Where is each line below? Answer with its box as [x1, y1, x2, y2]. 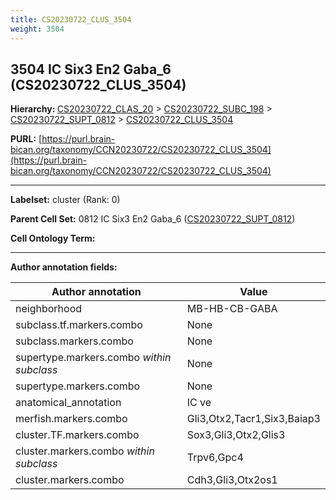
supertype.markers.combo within [15, 351, 172, 365]
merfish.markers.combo [15, 412, 128, 426]
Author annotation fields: [10, 261, 118, 273]
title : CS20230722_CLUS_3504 [10, 14, 132, 25]
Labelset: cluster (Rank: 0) [10, 194, 121, 206]
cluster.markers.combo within [15, 444, 155, 458]
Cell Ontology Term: [10, 232, 96, 245]
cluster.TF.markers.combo [15, 428, 140, 442]
